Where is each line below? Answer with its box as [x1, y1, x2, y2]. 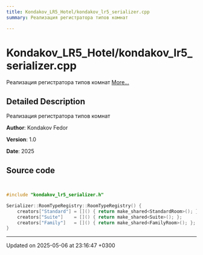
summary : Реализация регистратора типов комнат [6, 15, 129, 21]
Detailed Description [6, 96, 86, 107]
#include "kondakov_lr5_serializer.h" [6, 192, 104, 198]
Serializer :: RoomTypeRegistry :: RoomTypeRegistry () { [6, 202, 142, 209]
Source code [6, 165, 56, 176]
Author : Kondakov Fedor [6, 124, 68, 131]
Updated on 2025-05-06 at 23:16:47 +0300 [6, 242, 116, 249]
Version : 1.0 [6, 136, 36, 143]
